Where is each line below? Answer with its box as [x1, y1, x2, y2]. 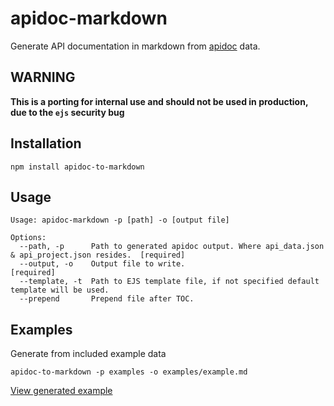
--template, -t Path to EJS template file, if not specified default [19, 277, 320, 287]
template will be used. [10, 285, 110, 296]
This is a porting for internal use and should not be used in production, [10, 95, 309, 107]
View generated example [10, 385, 113, 397]
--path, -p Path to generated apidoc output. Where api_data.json [19, 242, 325, 252]
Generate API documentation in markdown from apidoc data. [10, 40, 261, 52]
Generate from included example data [10, 348, 167, 360]
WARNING [10, 69, 76, 86]
